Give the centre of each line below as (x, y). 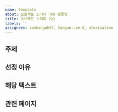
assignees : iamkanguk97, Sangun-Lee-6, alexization (59, 28)
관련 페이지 (21, 104)
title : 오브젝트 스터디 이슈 (30, 19)
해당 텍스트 (21, 86)
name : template (21, 10)
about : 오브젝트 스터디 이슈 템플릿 (36, 14)
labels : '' (16, 23)
